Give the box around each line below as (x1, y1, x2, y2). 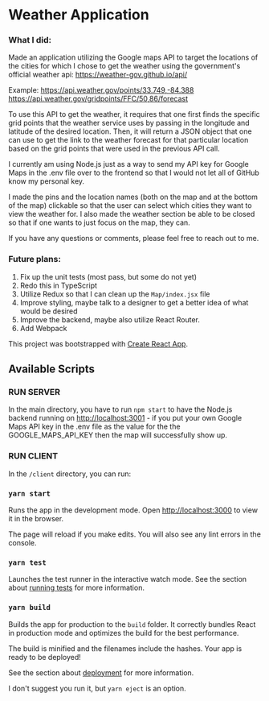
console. (8, 538, 38, 548)
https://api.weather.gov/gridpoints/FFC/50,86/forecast (8, 94, 189, 104)
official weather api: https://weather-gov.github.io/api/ (8, 70, 188, 80)
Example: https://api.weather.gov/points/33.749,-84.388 (8, 85, 194, 95)
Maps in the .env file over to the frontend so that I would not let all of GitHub (8, 168, 259, 178)
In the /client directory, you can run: (8, 469, 131, 479)
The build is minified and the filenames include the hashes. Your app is (8, 643, 243, 653)
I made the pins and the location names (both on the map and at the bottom (8, 192, 259, 202)
